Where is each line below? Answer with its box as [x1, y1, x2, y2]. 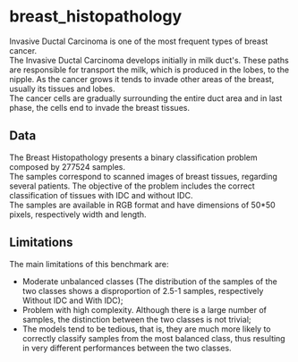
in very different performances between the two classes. [21, 342, 232, 353]
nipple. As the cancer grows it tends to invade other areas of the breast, [9, 73, 275, 84]
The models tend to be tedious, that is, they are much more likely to [21, 324, 271, 334]
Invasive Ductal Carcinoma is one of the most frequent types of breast [9, 36, 268, 46]
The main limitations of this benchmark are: [9, 258, 169, 269]
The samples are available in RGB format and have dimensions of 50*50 [9, 199, 276, 210]
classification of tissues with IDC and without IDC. [9, 189, 193, 200]
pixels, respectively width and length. [9, 208, 147, 220]
